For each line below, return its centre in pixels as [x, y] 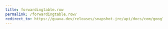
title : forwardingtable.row [34, 10]
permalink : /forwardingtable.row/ [41, 14]
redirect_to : [19, 19]
